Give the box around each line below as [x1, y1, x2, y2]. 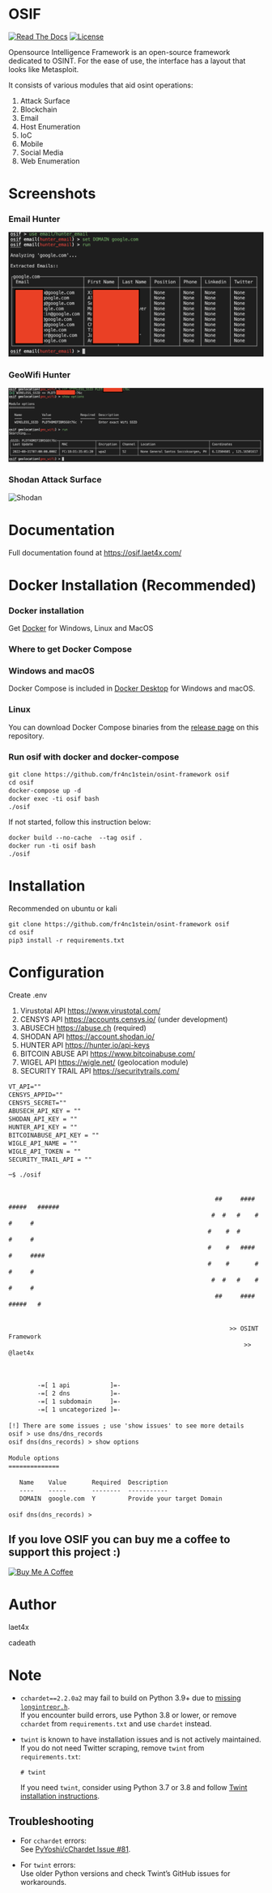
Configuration [8, 964, 105, 982]
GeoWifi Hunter [8, 369, 71, 381]
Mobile [19, 138, 44, 148]
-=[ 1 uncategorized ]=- [37, 1406, 121, 1414]
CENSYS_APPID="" [8, 1091, 63, 1099]
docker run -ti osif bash [8, 842, 96, 850]
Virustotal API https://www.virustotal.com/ [19, 1006, 161, 1015]
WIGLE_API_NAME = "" [8, 1139, 79, 1147]
